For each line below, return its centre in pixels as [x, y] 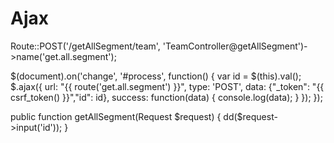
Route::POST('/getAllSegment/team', [85, 46]
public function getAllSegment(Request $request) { [116, 116]
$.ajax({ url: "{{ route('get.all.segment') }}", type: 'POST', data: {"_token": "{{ [167, 86]
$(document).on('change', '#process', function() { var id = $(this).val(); [156, 76]
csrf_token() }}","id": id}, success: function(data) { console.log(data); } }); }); [166, 97]
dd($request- [250, 116]
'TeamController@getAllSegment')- [235, 46]
